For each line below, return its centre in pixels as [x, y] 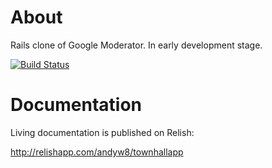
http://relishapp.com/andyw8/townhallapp [97, 152]
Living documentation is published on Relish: [102, 132]
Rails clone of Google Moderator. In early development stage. [136, 45]
